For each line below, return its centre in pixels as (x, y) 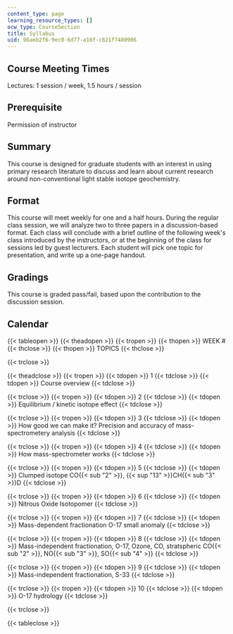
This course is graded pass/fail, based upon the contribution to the (104, 294)
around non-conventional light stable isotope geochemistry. (94, 179)
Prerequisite (35, 107)
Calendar (28, 324)
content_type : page (36, 14)
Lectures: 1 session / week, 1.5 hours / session (75, 85)
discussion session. (36, 302)
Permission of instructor (42, 125)
